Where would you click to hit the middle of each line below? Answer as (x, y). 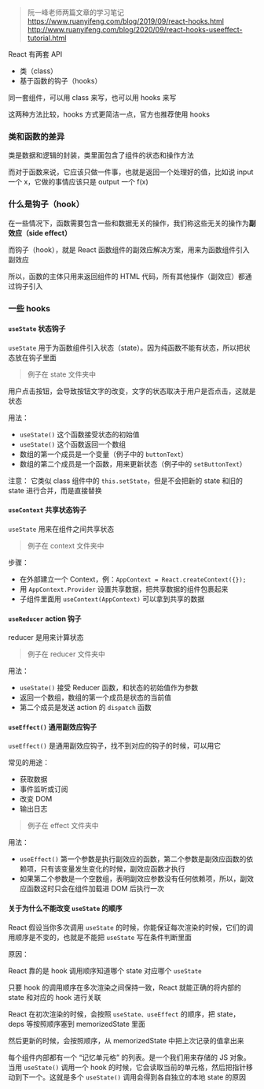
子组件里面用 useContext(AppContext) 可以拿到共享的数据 (112, 599)
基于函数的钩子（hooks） (60, 81)
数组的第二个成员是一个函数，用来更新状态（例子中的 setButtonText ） (133, 463)
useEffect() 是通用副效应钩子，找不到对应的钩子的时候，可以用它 (115, 746)
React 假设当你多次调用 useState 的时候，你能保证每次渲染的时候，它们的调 (131, 927)
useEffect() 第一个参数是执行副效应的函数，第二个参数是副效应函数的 (133, 859)
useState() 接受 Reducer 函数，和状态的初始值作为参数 (109, 688)
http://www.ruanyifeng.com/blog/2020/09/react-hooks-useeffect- (135, 30)
